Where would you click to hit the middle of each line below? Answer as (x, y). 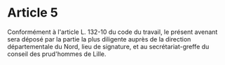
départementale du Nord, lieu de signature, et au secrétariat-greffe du (108, 46)
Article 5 (33, 13)
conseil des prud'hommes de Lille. (57, 54)
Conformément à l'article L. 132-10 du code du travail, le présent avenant (112, 32)
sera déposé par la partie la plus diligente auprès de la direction (99, 39)
